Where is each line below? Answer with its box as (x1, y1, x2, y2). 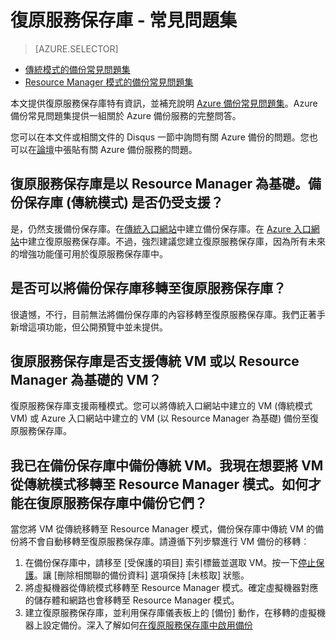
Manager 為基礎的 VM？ (10, 371, 162, 388)
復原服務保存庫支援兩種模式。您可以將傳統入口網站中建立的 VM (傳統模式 (10, 400, 313, 412)
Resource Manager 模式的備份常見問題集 (24, 76, 194, 88)
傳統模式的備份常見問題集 (24, 63, 131, 75)
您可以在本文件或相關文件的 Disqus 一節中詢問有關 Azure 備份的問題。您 (10, 131, 310, 143)
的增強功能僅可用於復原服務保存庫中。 (10, 247, 168, 260)
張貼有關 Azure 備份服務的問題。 (62, 143, 198, 155)
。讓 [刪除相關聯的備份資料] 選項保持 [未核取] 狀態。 (33, 569, 250, 581)
